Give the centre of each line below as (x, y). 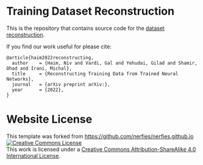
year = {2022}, (38, 90)
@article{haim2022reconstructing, (50, 57)
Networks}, (20, 79)
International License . (34, 156)
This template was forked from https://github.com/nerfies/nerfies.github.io (100, 136)
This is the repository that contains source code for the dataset (85, 28)
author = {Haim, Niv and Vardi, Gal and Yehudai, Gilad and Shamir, (105, 63)
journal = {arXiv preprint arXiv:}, (61, 84)
